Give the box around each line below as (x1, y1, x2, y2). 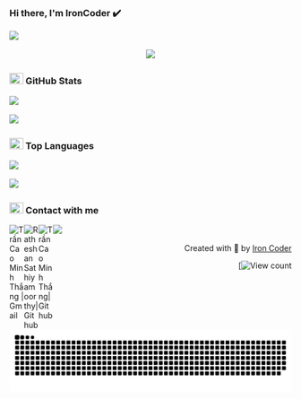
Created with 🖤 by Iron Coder (184, 243, 292, 254)
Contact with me (25, 204, 99, 216)
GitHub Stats (25, 74, 82, 87)
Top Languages (25, 139, 94, 152)
